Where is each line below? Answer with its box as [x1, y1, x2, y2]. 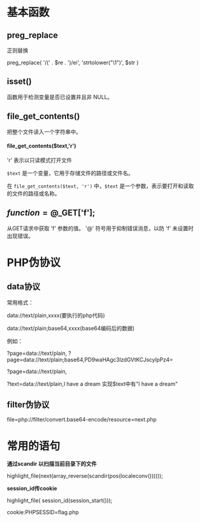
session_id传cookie [7, 485, 58, 492]
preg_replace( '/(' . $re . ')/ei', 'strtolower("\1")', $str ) [7, 59, 139, 66]
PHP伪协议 [7, 256, 61, 269]
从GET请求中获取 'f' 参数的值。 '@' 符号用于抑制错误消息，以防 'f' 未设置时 [7, 225, 194, 232]
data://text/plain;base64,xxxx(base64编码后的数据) [7, 325, 135, 332]
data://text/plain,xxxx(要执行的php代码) [7, 311, 105, 319]
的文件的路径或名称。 [7, 190, 60, 197]
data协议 [7, 282, 41, 292]
